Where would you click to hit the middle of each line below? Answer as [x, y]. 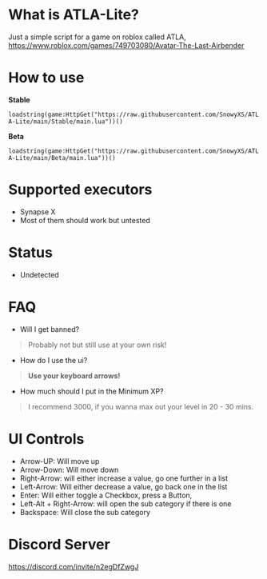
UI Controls [46, 439]
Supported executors [80, 190]
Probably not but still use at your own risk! [97, 345]
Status [31, 253]
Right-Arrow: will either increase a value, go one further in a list [124, 478]
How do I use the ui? [54, 360]
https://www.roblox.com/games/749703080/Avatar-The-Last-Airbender [126, 45]
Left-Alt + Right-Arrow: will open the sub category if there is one [126, 503]
